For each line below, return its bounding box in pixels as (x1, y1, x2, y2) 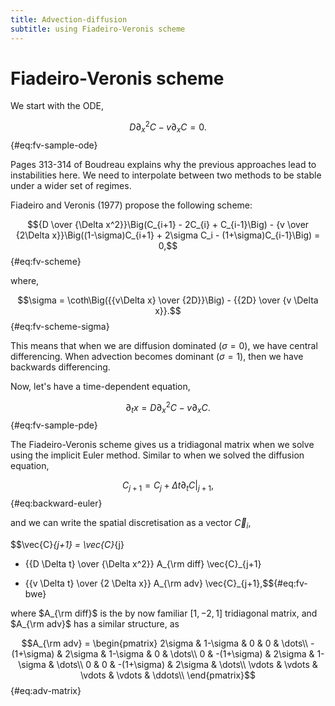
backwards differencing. (10, 361, 111, 373)
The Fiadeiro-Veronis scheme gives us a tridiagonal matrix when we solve (10, 439, 315, 451)
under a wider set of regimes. (10, 179, 132, 191)
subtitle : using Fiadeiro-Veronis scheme (10, 24, 186, 34)
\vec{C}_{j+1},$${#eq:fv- (204, 577, 308, 589)
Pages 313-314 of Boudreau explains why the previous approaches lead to (10, 158, 317, 170)
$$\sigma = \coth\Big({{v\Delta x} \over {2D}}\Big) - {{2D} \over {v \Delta (17, 294, 319, 306)
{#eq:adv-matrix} (10, 684, 82, 696)
